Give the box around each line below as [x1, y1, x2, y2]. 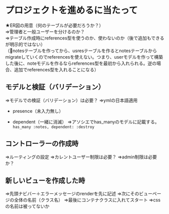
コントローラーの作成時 [5, 140, 78, 148]
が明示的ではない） [5, 41, 46, 47]
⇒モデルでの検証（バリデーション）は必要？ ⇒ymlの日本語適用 [5, 97, 138, 103]
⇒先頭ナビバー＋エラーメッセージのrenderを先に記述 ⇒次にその [5, 191, 140, 197]
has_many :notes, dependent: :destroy [12, 124, 95, 130]
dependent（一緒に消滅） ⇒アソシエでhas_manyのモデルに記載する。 [12, 118, 159, 124]
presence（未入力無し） [12, 108, 64, 114]
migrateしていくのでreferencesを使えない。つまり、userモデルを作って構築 [5, 54, 163, 60]
